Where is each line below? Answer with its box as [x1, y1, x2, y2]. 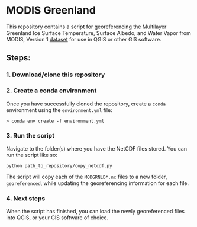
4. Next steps [6, 194, 46, 202]
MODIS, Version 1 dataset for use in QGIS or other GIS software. [6, 36, 162, 43]
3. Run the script [6, 132, 55, 140]
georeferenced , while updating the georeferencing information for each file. [6, 179, 189, 187]
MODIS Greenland [6, 4, 96, 17]
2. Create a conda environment [6, 87, 97, 95]
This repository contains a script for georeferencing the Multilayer [6, 23, 167, 30]
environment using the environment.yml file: [6, 106, 112, 113]
